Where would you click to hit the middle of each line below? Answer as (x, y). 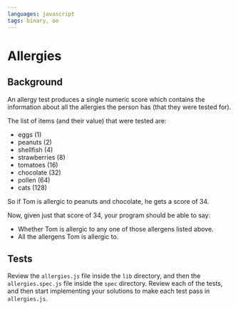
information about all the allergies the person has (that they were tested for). (119, 107)
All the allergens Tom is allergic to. (68, 237)
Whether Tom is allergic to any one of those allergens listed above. (115, 229)
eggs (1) (30, 134)
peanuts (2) (35, 142)
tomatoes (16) (38, 165)
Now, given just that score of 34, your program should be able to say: (109, 215)
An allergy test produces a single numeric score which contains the (106, 99)
